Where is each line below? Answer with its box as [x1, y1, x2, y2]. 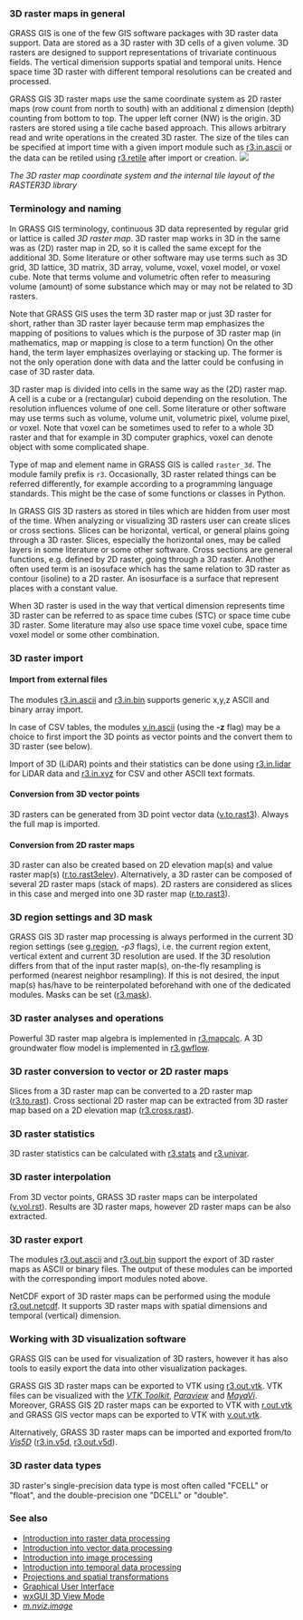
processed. [9, 76, 52, 87]
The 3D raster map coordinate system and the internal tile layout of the [9, 171, 276, 181]
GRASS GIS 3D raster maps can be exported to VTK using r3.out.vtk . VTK [9, 1381, 283, 1391]
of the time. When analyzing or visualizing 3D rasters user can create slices [9, 515, 291, 526]
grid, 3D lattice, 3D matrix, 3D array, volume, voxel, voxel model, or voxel [9, 261, 280, 272]
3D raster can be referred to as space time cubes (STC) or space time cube [9, 610, 291, 620]
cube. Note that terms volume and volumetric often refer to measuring [9, 271, 271, 282]
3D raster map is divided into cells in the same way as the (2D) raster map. [9, 384, 288, 395]
